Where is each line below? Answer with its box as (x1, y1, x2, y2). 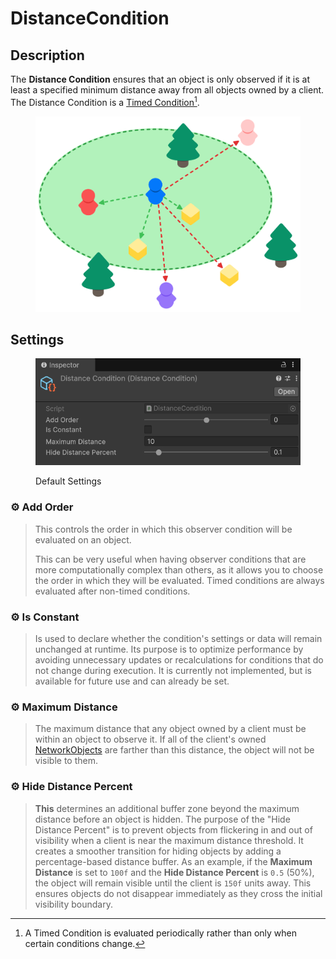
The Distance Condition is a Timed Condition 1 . (10, 95, 200, 108)
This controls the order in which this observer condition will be (34, 523, 293, 535)
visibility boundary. (34, 898, 113, 910)
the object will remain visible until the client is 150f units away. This (34, 877, 312, 889)
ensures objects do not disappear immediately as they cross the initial (34, 887, 323, 899)
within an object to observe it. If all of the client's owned (34, 733, 267, 746)
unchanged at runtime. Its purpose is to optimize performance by (34, 643, 304, 655)
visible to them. (34, 755, 98, 767)
